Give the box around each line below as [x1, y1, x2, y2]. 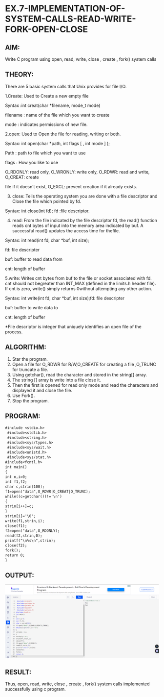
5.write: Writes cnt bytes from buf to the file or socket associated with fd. [5, 275, 152, 281]
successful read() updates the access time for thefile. [12, 227, 120, 233]
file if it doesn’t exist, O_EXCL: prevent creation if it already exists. [5, 183, 138, 189]
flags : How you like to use [5, 159, 59, 165]
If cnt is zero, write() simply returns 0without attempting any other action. [5, 285, 152, 292]
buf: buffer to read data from [5, 256, 62, 262]
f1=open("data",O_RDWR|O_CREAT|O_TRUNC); [5, 489, 91, 494]
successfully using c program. [5, 686, 66, 692]
